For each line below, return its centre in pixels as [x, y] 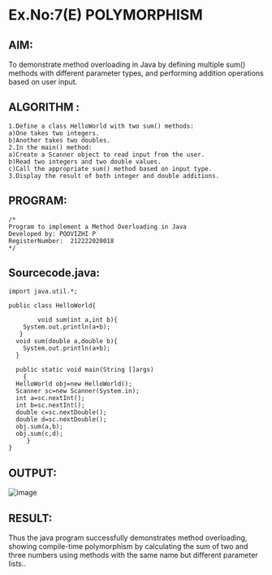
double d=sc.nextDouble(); [61, 420]
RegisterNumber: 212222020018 [61, 241]
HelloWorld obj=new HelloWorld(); [74, 384]
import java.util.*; [43, 292]
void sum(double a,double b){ [67, 342]
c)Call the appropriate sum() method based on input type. [110, 168]
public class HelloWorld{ [52, 306]
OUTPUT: [32, 473]
